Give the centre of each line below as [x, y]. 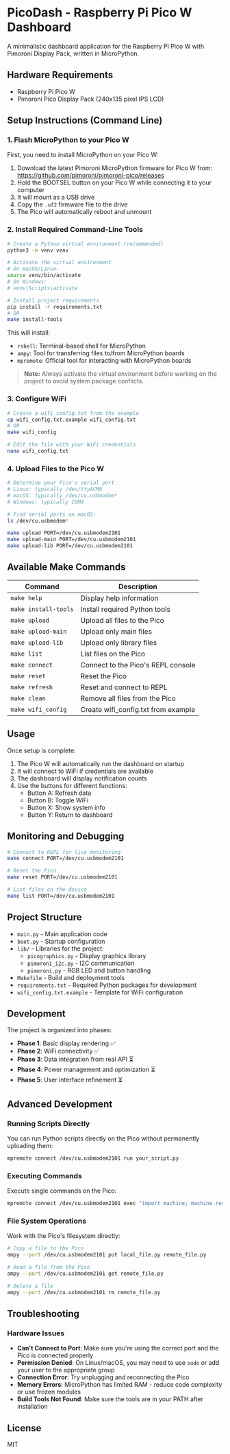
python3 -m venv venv [38, 250]
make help [26, 598]
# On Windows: [27, 282]
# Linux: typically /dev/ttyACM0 [55, 489]
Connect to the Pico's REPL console [138, 665]
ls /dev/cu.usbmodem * [38, 521]
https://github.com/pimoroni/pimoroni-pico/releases [90, 176]
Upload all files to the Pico [122, 620]
